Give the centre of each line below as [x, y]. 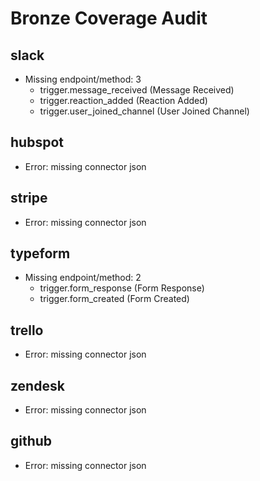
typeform [40, 253]
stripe [29, 198]
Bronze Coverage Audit [109, 18]
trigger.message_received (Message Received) [137, 90]
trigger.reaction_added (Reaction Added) [123, 100]
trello [27, 330]
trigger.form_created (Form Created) [114, 299]
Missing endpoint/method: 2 [83, 278]
